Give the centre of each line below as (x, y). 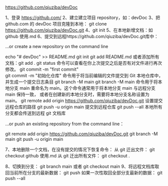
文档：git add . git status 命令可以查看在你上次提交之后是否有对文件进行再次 (83, 63)
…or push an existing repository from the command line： (65, 124)
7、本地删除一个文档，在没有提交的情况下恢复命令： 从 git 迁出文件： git (80, 149)
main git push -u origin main (34, 139)
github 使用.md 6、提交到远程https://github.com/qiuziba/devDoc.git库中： (82, 36)
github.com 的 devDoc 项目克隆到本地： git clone (56, 24)
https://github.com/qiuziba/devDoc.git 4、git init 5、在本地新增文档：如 (79, 30)
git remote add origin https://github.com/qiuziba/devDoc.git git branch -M (81, 134)
